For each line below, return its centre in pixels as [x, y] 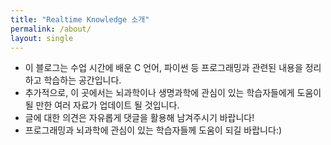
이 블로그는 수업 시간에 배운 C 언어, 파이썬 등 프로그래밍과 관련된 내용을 [163, 68]
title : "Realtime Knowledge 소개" [80, 19]
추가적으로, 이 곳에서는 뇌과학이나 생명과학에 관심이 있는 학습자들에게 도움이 [173, 93]
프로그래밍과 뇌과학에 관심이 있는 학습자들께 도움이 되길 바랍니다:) [153, 130]
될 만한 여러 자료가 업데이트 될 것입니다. [102, 105]
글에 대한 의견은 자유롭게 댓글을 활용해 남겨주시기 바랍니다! [139, 118]
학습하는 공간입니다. [82, 80]
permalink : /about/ [51, 29]
